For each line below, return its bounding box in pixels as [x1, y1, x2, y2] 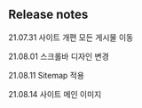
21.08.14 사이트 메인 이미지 [8, 88, 102, 99]
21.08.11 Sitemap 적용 [8, 70, 85, 80]
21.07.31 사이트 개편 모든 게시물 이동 [8, 31, 134, 43]
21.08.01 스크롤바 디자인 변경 [8, 51, 110, 62]
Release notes [8, 7, 89, 22]
